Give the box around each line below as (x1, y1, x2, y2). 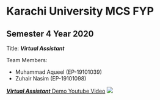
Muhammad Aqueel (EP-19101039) (15, 68, 103, 76)
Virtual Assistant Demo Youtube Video (6, 87, 106, 95)
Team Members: (6, 57, 48, 63)
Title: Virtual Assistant (6, 45, 65, 52)
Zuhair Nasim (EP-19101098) (15, 75, 87, 82)
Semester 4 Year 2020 (6, 29, 94, 39)
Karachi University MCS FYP (6, 4, 155, 18)
